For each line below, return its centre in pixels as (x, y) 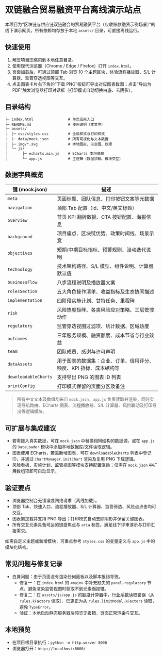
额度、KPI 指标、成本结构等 (88, 368)
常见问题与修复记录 (34, 564)
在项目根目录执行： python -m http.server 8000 (59, 642)
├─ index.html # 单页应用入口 (50, 119)
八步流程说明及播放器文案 (86, 283)
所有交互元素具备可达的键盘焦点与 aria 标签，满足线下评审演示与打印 (81, 525)
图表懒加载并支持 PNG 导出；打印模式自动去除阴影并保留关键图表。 (79, 519)
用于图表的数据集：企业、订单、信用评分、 (106, 361)
